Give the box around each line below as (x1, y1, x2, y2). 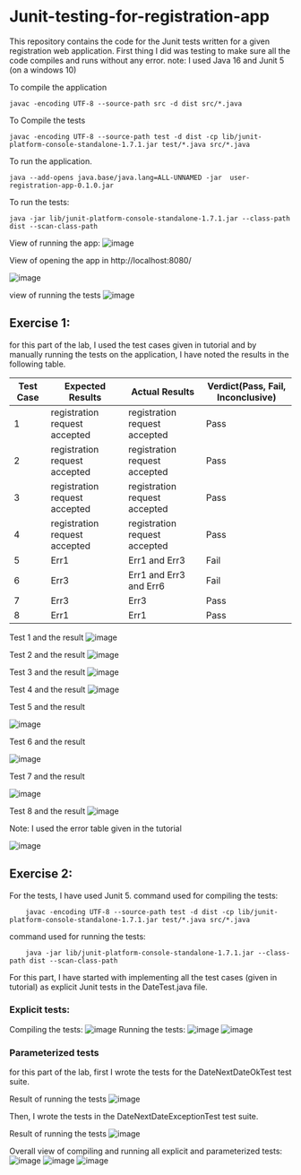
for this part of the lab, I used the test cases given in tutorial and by (9, 339, 257, 350)
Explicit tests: (9, 1004, 70, 1016)
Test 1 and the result (9, 632, 84, 643)
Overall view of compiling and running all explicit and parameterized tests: (9, 1145, 283, 1157)
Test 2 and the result (9, 649, 86, 660)
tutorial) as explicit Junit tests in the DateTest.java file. (9, 981, 208, 992)
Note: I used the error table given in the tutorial (9, 823, 182, 834)
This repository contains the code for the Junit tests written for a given (9, 36, 271, 47)
